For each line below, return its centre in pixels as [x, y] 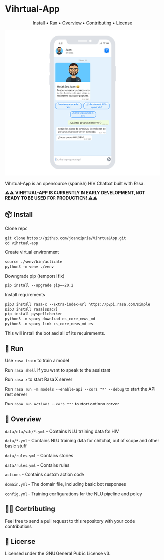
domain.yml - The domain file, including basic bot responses [66, 484]
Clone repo [16, 229]
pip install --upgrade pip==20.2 [39, 286]
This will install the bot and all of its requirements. [55, 333]
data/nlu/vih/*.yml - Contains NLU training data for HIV [62, 431]
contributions [18, 526]
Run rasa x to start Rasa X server [39, 379]
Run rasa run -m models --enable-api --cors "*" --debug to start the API [80, 389]
